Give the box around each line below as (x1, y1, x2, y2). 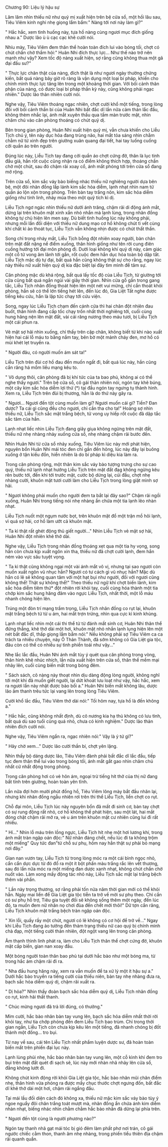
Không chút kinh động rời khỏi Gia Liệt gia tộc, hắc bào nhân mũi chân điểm (5, 1075, 162, 1081)
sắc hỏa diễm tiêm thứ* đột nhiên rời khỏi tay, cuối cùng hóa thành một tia (5, 585, 158, 591)
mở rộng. (5, 169, 24, 175)
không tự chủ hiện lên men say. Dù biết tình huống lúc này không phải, (5, 215, 151, 221)
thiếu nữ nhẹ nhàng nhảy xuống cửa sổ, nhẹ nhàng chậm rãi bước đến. (5, 431, 151, 437)
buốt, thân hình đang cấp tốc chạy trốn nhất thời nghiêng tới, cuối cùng (5, 309, 152, 314)
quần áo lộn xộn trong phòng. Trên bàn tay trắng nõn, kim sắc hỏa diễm (5, 189, 153, 195)
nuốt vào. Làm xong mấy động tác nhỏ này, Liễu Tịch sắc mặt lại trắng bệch (5, 871, 162, 877)
